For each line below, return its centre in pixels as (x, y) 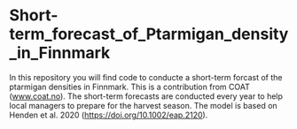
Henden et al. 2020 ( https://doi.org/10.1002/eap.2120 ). (109, 115)
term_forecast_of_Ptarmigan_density (149, 34)
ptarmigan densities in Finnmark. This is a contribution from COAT (129, 87)
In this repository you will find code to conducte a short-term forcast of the (146, 77)
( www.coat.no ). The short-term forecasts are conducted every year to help (146, 96)
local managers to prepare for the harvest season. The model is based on (143, 105)
